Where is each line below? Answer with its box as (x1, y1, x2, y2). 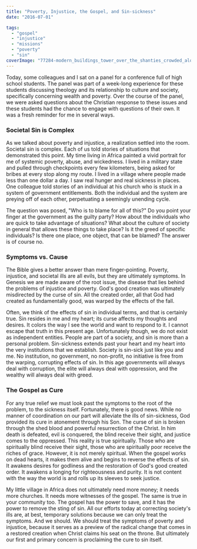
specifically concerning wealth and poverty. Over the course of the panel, (6, 92, 184, 99)
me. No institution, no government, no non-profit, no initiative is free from (6, 352, 184, 360)
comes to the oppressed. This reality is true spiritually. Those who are (6, 437, 175, 444)
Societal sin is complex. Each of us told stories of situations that (6, 145, 160, 152)
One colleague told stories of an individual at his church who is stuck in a (6, 183, 183, 190)
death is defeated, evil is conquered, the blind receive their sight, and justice (6, 431, 191, 438)
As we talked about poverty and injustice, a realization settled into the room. (6, 139, 190, 146)
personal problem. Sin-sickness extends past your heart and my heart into (6, 340, 186, 347)
